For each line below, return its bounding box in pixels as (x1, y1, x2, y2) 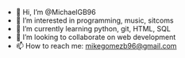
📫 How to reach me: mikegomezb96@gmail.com (15, 42, 177, 50)
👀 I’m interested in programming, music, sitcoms (15, 16, 174, 25)
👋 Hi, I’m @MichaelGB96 (15, 8, 97, 16)
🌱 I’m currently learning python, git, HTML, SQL (15, 24, 171, 33)
